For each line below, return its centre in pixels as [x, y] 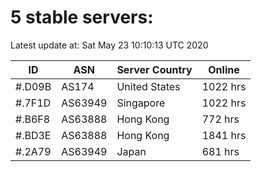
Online [224, 69]
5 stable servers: [82, 17]
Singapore [141, 103]
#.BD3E [33, 135]
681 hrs [220, 151]
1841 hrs [224, 135]
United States [148, 86]
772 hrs [220, 119]
